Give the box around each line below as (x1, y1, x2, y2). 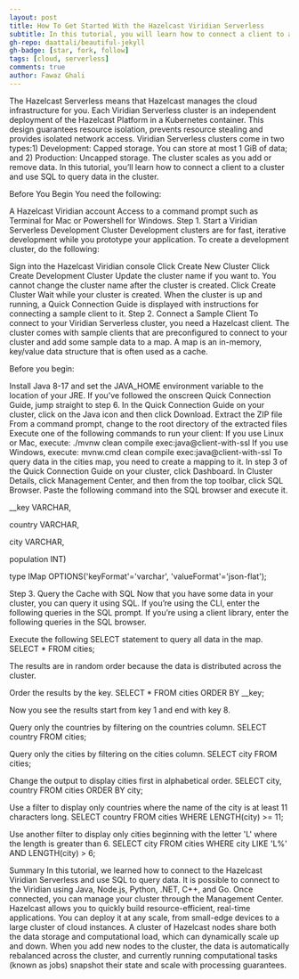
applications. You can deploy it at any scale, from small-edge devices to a (9, 912, 280, 923)
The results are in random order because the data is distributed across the (9, 660, 282, 671)
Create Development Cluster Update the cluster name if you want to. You (9, 270, 277, 281)
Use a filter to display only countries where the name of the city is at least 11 (9, 802, 287, 812)
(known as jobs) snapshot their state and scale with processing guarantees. (9, 959, 287, 970)
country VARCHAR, (9, 518, 80, 530)
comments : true (9, 63, 66, 72)
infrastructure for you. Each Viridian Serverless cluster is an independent (9, 104, 277, 116)
